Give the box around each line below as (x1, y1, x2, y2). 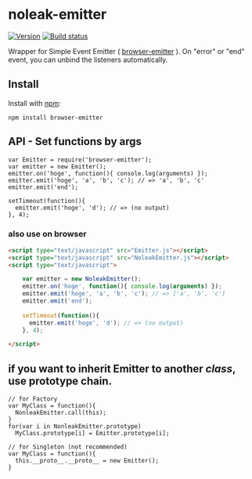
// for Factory (8, 395, 58, 403)
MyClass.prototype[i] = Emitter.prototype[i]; (15, 430, 170, 437)
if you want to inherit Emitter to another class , (8, 362, 236, 376)
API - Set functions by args (8, 135, 142, 148)
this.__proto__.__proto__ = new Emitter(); (15, 457, 159, 465)
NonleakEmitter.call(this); (15, 409, 107, 417)
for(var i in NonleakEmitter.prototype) (8, 423, 142, 430)
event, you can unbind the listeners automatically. (8, 55, 168, 64)
